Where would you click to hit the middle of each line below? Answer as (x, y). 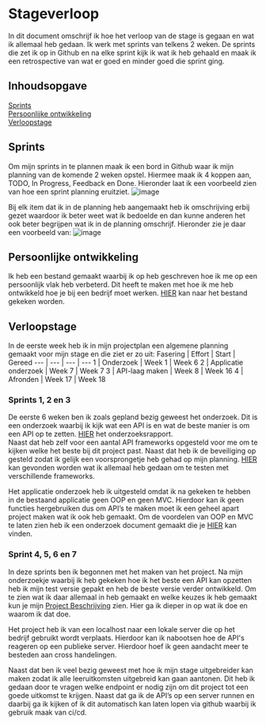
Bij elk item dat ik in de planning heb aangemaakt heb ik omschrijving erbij (129, 206)
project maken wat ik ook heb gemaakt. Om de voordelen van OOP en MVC (131, 517)
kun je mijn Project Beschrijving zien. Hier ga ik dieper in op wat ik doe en (128, 605)
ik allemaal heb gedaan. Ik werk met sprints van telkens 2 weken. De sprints (132, 44)
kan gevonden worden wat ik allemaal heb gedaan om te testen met (119, 468)
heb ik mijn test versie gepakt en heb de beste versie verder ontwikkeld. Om (132, 588)
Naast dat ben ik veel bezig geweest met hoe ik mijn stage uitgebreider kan (131, 670)
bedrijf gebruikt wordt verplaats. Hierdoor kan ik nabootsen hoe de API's (127, 638)
